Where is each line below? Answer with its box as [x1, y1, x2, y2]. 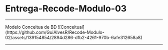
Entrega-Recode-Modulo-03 [5, 3, 127, 14]
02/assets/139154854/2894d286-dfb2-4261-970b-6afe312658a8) [5, 34, 142, 40]
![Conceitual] [57, 24, 85, 30]
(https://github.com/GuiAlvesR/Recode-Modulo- [5, 29, 105, 35]
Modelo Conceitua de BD [5, 24, 57, 30]
